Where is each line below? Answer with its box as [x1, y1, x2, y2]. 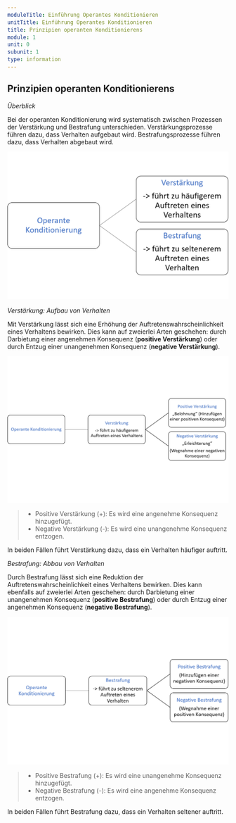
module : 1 [7, 34, 37, 41]
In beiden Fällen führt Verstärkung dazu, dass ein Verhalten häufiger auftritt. [7, 546, 228, 554]
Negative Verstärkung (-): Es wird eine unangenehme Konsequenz [34, 524, 228, 533]
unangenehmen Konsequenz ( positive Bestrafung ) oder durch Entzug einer [7, 595, 228, 603]
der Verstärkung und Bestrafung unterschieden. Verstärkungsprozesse [7, 122, 213, 131]
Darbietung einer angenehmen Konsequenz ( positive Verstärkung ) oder [7, 334, 218, 343]
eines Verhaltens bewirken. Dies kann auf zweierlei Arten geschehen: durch [7, 327, 227, 336]
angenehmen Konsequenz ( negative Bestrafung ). [7, 603, 152, 611]
